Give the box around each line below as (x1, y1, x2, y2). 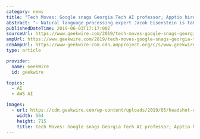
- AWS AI (11, 91, 33, 97)
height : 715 (17, 118, 46, 124)
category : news (6, 8, 44, 15)
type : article (6, 48, 42, 53)
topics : (6, 80, 26, 86)
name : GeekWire (11, 64, 49, 69)
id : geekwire (11, 69, 44, 75)
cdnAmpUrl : (6, 42, 33, 48)
